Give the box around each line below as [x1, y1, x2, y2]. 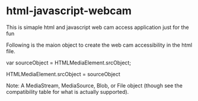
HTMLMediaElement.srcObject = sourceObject [6, 70, 120, 77]
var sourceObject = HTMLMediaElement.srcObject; [6, 59, 132, 66]
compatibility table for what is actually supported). [6, 88, 129, 95]
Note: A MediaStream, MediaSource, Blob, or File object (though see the [6, 82, 183, 89]
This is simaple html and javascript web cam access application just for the [6, 24, 189, 31]
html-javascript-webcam [6, 4, 132, 18]
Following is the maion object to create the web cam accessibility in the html [6, 41, 193, 48]
